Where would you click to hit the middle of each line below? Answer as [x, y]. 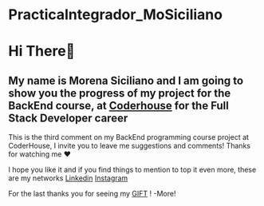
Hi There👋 [42, 51]
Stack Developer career [68, 118]
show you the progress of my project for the [120, 93]
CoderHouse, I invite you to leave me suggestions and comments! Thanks [130, 146]
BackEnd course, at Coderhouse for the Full [118, 105]
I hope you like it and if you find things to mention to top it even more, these [132, 170]
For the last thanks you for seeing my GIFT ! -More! [92, 194]
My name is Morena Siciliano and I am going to [126, 80]
